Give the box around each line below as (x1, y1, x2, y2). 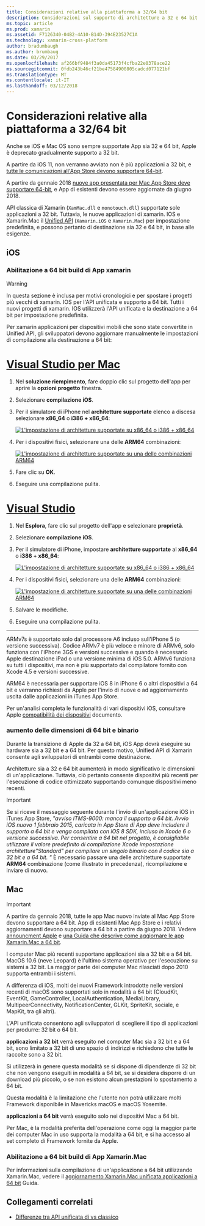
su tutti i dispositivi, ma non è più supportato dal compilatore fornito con (6, 661, 187, 668)
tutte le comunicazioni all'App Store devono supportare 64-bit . (6, 167, 164, 174)
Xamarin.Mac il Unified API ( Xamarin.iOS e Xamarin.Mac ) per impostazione (6, 216, 190, 224)
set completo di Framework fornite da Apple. (6, 1137, 119, 1144)
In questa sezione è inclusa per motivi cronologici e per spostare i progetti (6, 292, 193, 299)
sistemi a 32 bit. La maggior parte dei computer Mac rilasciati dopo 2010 (6, 963, 189, 970)
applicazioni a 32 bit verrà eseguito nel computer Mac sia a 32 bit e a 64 (6, 1038, 190, 1045)
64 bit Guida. (6, 1179, 39, 1186)
